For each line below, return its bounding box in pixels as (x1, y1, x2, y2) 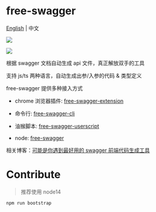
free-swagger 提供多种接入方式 (6, 84, 83, 91)
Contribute (6, 168, 61, 182)
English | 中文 (6, 24, 40, 31)
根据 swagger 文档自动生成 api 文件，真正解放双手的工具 (6, 59, 145, 67)
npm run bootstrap (6, 200, 52, 206)
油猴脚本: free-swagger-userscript (14, 122, 100, 129)
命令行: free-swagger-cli (14, 110, 75, 117)
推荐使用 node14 (20, 188, 61, 195)
